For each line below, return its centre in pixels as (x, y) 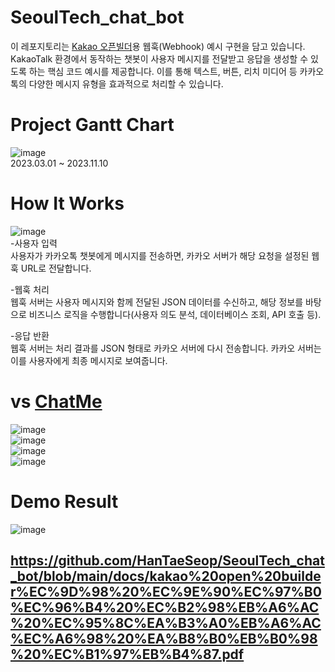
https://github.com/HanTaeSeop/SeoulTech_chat (167, 561)
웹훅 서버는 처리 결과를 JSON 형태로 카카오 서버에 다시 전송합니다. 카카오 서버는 (166, 348)
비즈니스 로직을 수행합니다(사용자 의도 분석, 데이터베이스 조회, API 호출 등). (175, 314)
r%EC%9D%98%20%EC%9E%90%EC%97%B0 (166, 592)
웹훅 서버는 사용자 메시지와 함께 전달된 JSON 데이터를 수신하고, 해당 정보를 (157, 302)
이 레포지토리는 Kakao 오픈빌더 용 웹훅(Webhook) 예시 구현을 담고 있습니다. (158, 46)
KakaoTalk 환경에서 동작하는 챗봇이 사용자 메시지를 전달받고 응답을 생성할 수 (159, 58)
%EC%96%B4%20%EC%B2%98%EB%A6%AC (165, 607)
